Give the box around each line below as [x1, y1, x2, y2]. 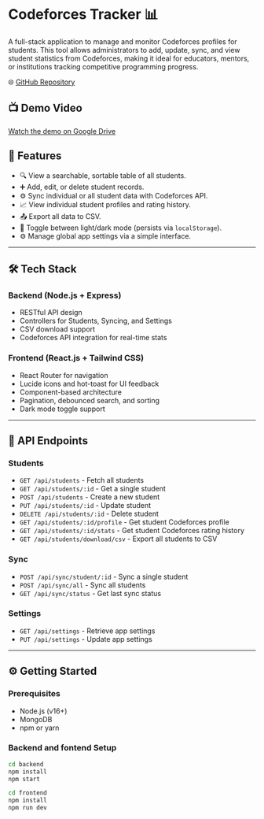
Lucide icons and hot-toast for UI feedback [19, 379, 159, 388]
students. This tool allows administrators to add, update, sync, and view [8, 45, 240, 54]
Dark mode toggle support [19, 404, 105, 413]
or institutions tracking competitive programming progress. [8, 61, 199, 71]
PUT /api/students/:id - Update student [19, 501, 152, 510]
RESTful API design [19, 308, 82, 317]
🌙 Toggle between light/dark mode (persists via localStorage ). [19, 223, 222, 232]
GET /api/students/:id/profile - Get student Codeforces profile [19, 517, 229, 527]
